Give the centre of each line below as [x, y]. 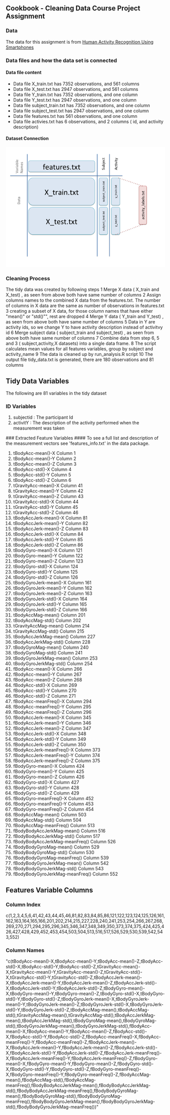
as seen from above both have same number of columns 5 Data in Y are [81, 322]
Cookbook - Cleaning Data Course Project [73, 8]
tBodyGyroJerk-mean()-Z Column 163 [53, 594]
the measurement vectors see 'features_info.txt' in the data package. [78, 443]
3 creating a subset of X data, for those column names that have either [79, 311]
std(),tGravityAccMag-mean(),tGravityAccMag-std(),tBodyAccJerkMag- [81, 1015]
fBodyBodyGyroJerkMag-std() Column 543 [58, 869]
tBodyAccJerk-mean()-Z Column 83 [51, 529]
